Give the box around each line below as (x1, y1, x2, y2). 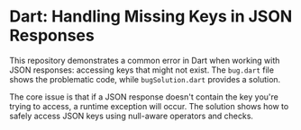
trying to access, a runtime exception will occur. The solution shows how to (9, 100, 289, 111)
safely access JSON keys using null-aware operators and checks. (9, 110, 254, 121)
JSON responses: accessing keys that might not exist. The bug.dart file (9, 65, 275, 75)
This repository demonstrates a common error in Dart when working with (9, 55, 280, 65)
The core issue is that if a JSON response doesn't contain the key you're (9, 91, 279, 102)
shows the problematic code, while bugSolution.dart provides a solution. (9, 74, 281, 84)
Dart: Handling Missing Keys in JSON (9, 6, 293, 27)
